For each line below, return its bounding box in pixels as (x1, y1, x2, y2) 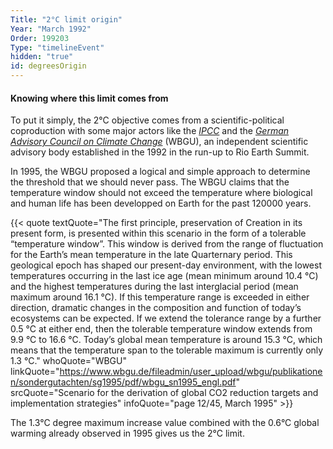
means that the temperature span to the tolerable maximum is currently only (10, 344, 324, 356)
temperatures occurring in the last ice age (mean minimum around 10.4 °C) (10, 270, 319, 282)
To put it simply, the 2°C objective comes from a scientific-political (10, 114, 285, 126)
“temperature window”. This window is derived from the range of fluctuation (10, 238, 324, 250)
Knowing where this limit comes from (10, 92, 169, 104)
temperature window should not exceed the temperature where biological (10, 187, 313, 199)
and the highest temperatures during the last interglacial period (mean (10, 281, 299, 293)
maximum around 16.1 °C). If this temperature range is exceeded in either (10, 291, 310, 303)
